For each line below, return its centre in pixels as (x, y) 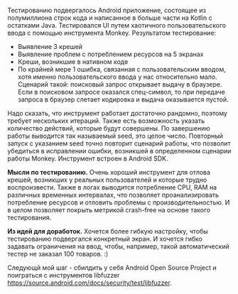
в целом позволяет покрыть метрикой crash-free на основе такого (109, 210)
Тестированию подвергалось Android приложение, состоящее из (107, 10)
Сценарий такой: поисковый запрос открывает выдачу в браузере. (120, 84)
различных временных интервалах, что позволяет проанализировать (113, 195)
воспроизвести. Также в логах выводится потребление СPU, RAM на (112, 187)
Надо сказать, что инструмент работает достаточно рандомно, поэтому (117, 113)
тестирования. (29, 217)
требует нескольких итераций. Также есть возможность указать (106, 121)
